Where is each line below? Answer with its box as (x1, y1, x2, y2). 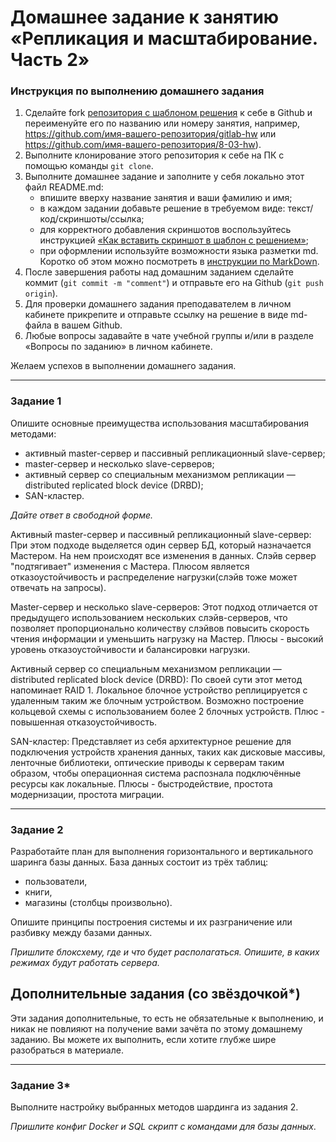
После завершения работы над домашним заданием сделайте (24, 266, 294, 278)
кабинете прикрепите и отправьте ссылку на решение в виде (24, 309, 289, 321)
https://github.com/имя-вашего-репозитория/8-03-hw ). (24, 139, 262, 151)
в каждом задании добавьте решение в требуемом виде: (39, 202, 286, 215)
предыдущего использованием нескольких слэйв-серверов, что (10, 611, 288, 623)
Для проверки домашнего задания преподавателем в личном (24, 298, 292, 310)
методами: (10, 427, 57, 440)
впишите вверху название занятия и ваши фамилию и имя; (39, 192, 293, 204)
